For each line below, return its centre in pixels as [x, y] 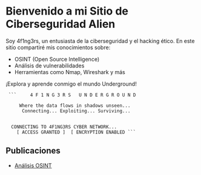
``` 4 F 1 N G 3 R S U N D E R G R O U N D [72, 95]
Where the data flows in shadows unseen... [75, 105]
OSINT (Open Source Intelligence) [57, 59]
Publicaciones [33, 151]
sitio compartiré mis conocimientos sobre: [58, 47]
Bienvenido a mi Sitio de [67, 11]
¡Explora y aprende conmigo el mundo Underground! [71, 84]
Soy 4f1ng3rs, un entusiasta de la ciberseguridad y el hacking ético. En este [100, 41]
